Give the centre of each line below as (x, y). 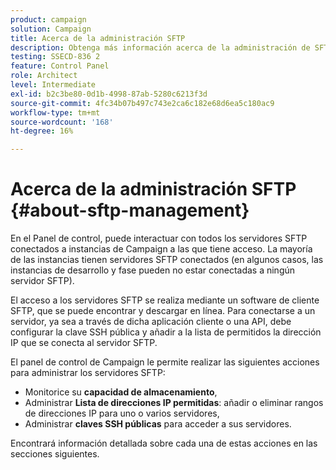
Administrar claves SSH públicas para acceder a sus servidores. (158, 424)
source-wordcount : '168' (62, 122)
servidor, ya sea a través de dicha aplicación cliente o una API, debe (151, 322)
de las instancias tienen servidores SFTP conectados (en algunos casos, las (167, 260)
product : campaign (48, 19)
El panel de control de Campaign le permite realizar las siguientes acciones (165, 362)
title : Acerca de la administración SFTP (98, 38)
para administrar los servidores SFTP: (88, 373)
